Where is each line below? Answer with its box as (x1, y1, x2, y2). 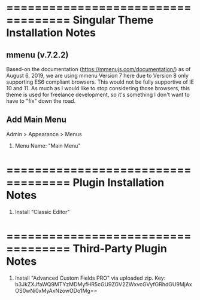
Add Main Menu (6, 115, 67, 125)
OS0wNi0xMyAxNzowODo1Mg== (14, 287, 98, 294)
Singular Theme (72, 13, 154, 27)
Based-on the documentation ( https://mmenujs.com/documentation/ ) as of (6, 66, 191, 72)
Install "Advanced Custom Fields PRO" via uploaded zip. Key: (14, 274, 166, 281)
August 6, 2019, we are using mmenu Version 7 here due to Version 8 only (6, 72, 189, 79)
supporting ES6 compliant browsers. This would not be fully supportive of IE (6, 78, 195, 85)
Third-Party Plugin (72, 241, 168, 255)
